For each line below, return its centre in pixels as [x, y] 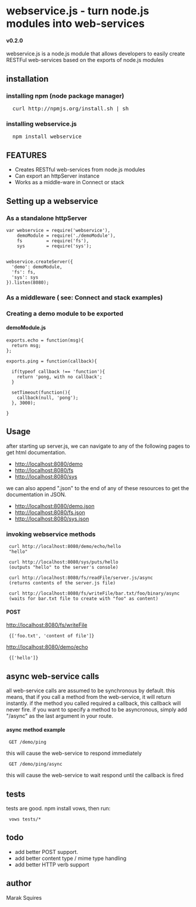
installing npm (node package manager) [65, 95]
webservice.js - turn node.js [78, 11]
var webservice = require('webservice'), [58, 230]
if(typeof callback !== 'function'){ [58, 372]
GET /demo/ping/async [35, 764]
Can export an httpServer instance [57, 176]
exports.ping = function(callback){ [52, 361]
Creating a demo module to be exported [65, 313]
